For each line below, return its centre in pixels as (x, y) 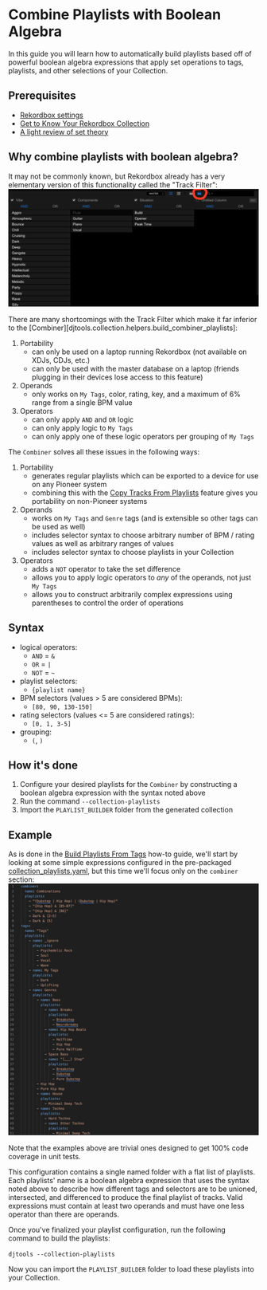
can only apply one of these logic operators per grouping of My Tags (143, 436)
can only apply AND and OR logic (83, 419)
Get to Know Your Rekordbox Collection (84, 123)
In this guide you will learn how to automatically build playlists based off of (130, 53)
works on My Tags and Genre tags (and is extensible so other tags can (145, 518)
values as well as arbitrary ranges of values (103, 543)
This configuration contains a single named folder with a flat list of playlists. (132, 1172)
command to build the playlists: (60, 1238)
